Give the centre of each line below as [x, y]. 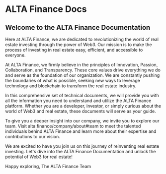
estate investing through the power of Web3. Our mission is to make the [79, 45]
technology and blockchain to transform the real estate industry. [71, 86]
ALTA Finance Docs [46, 9]
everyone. [15, 55]
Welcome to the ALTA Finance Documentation [78, 28]
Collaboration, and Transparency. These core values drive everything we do [83, 70]
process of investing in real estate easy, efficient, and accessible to [74, 50]
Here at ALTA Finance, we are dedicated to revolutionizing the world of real [82, 39]
